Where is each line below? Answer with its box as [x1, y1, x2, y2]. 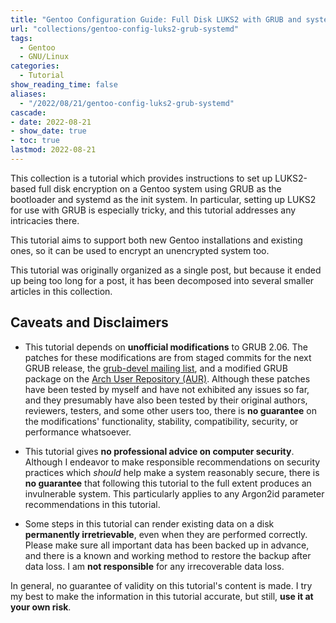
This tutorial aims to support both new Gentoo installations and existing [10, 234, 303, 246]
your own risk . [10, 601, 72, 613]
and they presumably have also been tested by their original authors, [24, 394, 308, 406]
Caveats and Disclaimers [10, 314, 169, 331]
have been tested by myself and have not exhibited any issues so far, [24, 383, 310, 395]
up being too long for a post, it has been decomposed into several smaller [10, 274, 315, 286]
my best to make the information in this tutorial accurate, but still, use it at [10, 590, 314, 602]
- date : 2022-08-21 [10, 117, 92, 127]
